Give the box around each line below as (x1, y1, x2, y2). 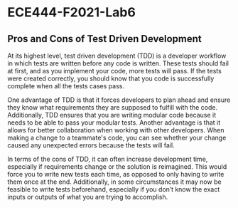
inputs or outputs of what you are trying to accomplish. (7, 193, 168, 201)
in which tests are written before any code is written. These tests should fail (7, 59, 229, 68)
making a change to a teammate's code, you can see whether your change (7, 133, 227, 142)
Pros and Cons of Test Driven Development (7, 33, 202, 45)
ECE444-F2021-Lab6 (7, 4, 136, 21)
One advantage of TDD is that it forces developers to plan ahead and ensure (7, 95, 231, 104)
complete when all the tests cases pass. (7, 82, 124, 90)
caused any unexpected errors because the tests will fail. (7, 141, 175, 150)
